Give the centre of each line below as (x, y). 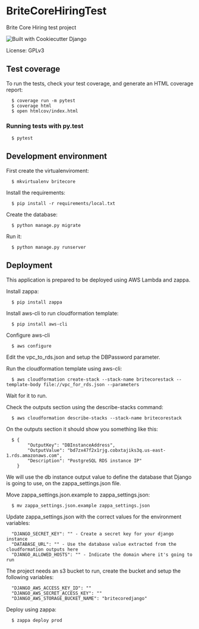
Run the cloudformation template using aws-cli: (64, 368)
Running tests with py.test (45, 126)
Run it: (14, 236)
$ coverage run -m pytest (44, 100)
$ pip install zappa (37, 302)
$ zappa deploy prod (37, 620)
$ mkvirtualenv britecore (44, 181)
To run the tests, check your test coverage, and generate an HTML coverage (100, 83)
